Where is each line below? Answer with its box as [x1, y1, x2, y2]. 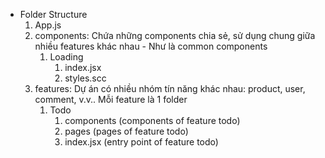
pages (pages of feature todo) [64, 125, 189, 137]
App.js [34, 19, 62, 31]
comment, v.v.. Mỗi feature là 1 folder [34, 94, 188, 105]
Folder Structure [19, 9, 88, 20]
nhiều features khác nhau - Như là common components [34, 40, 268, 52]
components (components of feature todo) [64, 115, 241, 126]
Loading [49, 51, 84, 63]
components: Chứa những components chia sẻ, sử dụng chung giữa [34, 30, 316, 41]
